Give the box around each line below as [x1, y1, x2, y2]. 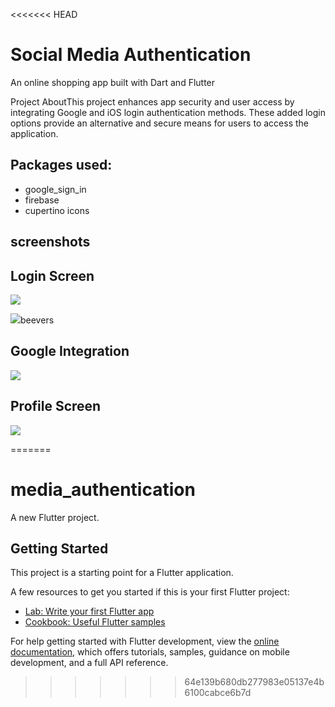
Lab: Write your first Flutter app [24, 605, 155, 618]
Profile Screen [10, 398, 102, 415]
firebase [24, 194, 60, 206]
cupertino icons [24, 204, 90, 216]
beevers [20, 314, 55, 326]
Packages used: [10, 157, 113, 174]
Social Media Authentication [10, 44, 252, 66]
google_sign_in [24, 183, 87, 195]
